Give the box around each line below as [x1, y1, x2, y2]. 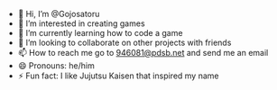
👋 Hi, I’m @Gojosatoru [17, 9, 100, 19]
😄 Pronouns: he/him [17, 60, 95, 71]
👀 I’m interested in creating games [17, 18, 146, 29]
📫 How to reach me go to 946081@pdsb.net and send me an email [17, 48, 269, 58]
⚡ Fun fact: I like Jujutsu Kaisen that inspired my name [17, 70, 219, 81]
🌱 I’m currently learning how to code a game [17, 28, 183, 38]
